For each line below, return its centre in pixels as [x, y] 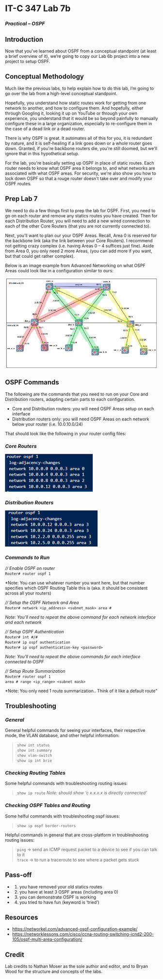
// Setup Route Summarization [35, 671]
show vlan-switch [34, 756]
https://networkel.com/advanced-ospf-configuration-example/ [75, 929]
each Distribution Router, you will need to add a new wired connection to [78, 221]
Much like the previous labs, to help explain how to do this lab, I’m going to [80, 88]
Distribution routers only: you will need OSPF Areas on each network [81, 419]
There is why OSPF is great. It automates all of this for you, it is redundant [79, 138]
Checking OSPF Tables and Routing [48, 805]
